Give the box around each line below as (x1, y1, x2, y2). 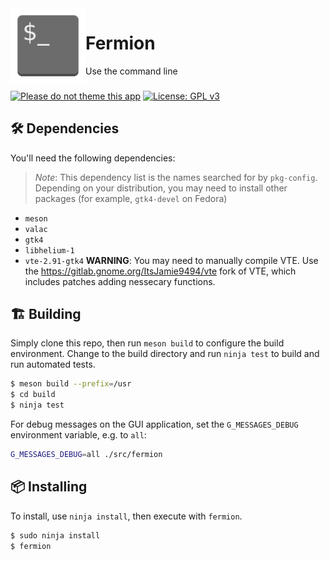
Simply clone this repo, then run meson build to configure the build (10, 337, 285, 349)
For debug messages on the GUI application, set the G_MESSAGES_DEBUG (10, 418, 299, 431)
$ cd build (10, 390, 56, 400)
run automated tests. (10, 358, 96, 371)
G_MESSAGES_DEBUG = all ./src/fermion (10, 450, 163, 460)
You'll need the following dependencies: (10, 152, 176, 164)
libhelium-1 (24, 245, 75, 256)
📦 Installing (10, 478, 88, 496)
